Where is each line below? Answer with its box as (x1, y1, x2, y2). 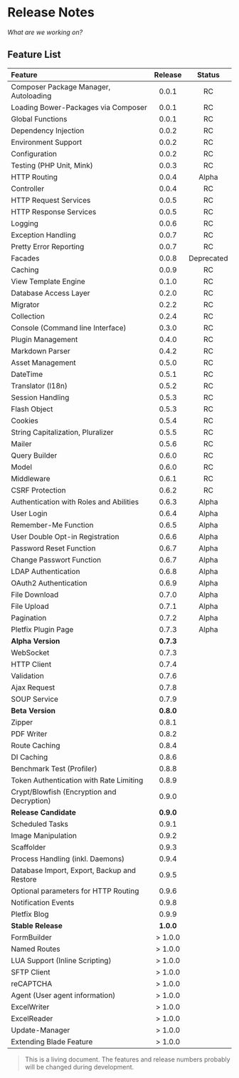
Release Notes (7, 4, 95, 21)
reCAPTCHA (11, 979, 53, 989)
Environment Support (11, 137, 83, 147)
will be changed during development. (24, 1062, 134, 1071)
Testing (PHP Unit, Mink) (11, 160, 94, 170)
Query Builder (11, 450, 58, 460)
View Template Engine (11, 276, 85, 286)
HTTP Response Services (11, 206, 97, 216)
